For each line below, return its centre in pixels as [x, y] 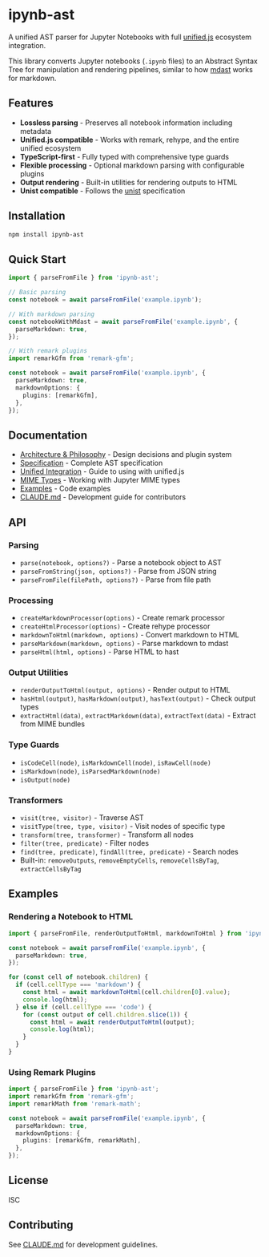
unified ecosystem [50, 148]
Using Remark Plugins [52, 1072]
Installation [37, 216]
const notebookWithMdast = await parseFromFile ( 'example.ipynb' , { [123, 321]
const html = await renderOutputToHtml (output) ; [112, 1022]
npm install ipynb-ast [46, 234]
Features [31, 103]
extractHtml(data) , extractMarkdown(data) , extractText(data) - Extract [138, 716]
